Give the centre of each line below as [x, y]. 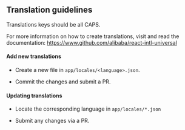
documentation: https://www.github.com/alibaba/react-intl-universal [92, 42]
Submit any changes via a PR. [52, 121]
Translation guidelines [49, 10]
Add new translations [34, 56]
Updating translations [34, 96]
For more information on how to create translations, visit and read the [93, 36]
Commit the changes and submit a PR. [63, 82]
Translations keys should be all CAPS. [53, 24]
